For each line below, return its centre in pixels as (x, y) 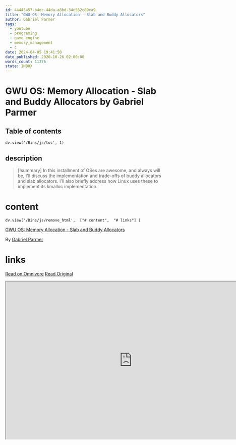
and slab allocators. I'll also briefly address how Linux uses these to (88, 181)
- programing (23, 33)
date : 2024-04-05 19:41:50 (34, 52)
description (24, 158)
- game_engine (24, 38)
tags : (11, 24)
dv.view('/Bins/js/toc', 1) (35, 143)
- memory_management (31, 43)
